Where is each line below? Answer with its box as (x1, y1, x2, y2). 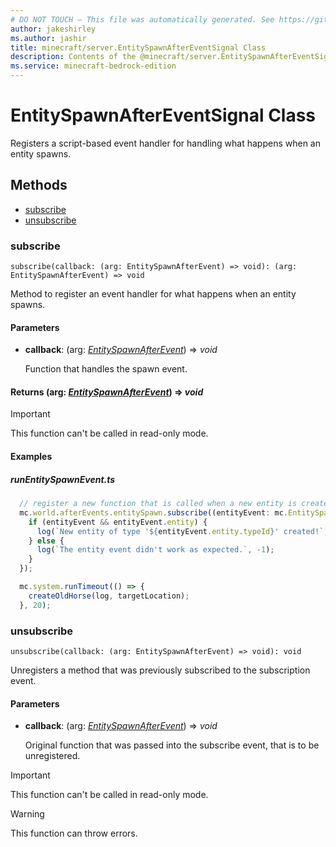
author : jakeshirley (10, 24, 97, 34)
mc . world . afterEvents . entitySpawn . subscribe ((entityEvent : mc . (19, 507, 288, 518)
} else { (28, 536, 65, 546)
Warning (10, 808, 45, 820)
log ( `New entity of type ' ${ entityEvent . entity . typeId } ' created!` (36, 526, 325, 536)
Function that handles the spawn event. (24, 363, 188, 375)
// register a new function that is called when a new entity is (19, 499, 298, 509)
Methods (10, 177, 68, 194)
